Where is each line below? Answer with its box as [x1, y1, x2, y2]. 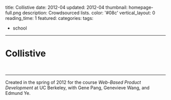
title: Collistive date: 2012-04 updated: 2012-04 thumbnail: [5, 5, 128, 10]
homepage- [128, 5, 154, 10]
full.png [5, 10, 21, 16]
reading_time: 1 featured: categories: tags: [5, 15, 94, 21]
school [12, 25, 27, 31]
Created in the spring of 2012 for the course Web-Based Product [5, 79, 141, 85]
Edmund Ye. [5, 90, 31, 96]
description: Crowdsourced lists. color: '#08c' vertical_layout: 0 [22, 10, 155, 16]
